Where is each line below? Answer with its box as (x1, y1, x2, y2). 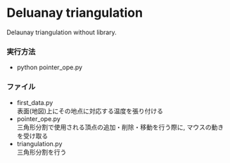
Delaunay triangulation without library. (6, 28, 117, 36)
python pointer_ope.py (16, 63, 82, 71)
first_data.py (16, 98, 53, 106)
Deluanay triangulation (6, 5, 143, 21)
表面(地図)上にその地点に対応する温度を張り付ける (16, 106, 163, 115)
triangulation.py (16, 139, 63, 148)
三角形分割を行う (16, 148, 67, 156)
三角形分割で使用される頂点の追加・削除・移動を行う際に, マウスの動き (16, 122, 224, 131)
